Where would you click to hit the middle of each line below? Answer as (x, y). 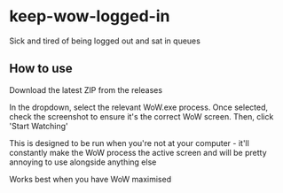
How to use (41, 69)
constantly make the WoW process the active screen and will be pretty (138, 152)
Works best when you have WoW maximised (90, 179)
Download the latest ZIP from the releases (86, 89)
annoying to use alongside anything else (83, 162)
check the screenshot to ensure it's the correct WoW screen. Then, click (141, 116)
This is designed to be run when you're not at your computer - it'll (130, 143)
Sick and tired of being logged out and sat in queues (105, 41)
